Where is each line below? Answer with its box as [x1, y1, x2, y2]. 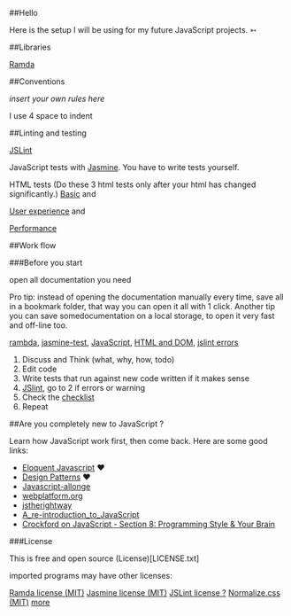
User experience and [9, 206, 86, 216]
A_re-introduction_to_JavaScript [21, 510, 140, 519]
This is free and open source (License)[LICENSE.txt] [9, 553, 200, 564]
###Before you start [9, 257, 83, 268]
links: [9, 445, 29, 456]
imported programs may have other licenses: [9, 571, 172, 581]
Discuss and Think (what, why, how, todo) [21, 355, 175, 364]
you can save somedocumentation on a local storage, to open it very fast [9, 310, 275, 321]
